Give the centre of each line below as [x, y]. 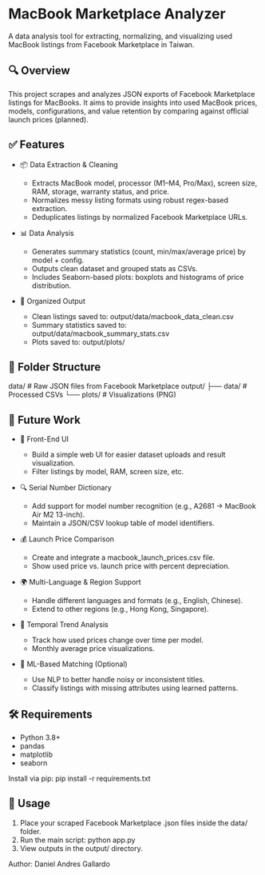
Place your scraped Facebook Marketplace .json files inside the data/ [134, 823]
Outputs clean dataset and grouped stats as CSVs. [115, 268]
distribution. [51, 286]
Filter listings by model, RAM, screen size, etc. [108, 472]
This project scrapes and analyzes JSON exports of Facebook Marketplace [132, 94]
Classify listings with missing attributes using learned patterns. [135, 688]
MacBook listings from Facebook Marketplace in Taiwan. [101, 44]
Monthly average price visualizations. [93, 649]
